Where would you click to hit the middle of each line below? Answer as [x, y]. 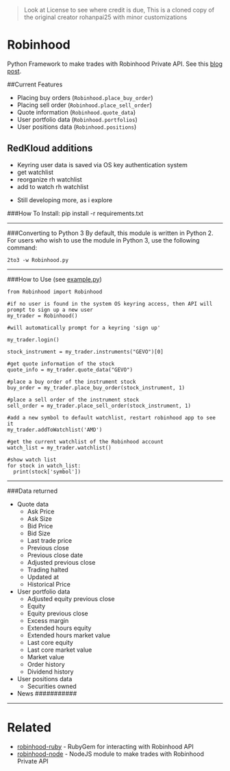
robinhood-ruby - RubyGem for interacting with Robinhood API [105, 746]
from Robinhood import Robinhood [55, 292]
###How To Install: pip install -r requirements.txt [75, 213]
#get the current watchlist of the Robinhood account [86, 441]
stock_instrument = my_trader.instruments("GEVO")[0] [86, 352]
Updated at [43, 577]
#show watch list [32, 460]
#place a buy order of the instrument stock [72, 382]
